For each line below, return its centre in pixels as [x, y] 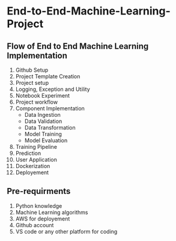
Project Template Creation [48, 76]
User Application [36, 160]
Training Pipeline [36, 147]
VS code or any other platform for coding [66, 231]
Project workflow [37, 102]
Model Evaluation [46, 140]
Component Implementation [50, 108]
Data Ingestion [42, 115]
